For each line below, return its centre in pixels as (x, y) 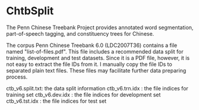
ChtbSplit (30, 11)
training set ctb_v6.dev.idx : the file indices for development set (83, 95)
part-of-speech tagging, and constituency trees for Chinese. (80, 33)
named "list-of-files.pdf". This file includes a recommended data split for (95, 51)
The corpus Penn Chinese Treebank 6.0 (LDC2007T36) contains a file (92, 45)
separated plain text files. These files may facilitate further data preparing (96, 70)
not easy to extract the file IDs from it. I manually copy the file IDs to (89, 64)
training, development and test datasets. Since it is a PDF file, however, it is (98, 58)
